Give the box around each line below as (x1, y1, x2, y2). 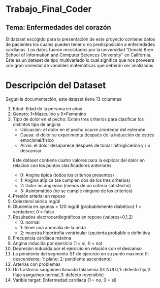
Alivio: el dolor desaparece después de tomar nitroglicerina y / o (20, 142, 151, 148)
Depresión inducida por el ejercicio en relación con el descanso (12, 246, 142, 251)
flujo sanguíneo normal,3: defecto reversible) (12, 272, 104, 278)
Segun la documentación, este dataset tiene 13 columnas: (5, 96, 123, 102)
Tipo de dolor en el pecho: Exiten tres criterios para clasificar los (12, 116, 144, 122)
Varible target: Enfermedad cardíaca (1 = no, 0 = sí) (12, 277, 117, 283)
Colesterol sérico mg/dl (12, 198, 61, 204)
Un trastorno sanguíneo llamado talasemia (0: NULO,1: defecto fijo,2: (12, 266, 152, 272)
